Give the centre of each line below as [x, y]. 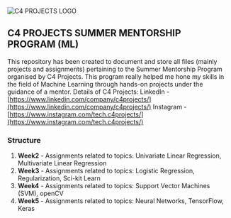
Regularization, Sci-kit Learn [59, 178]
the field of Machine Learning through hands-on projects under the [105, 84]
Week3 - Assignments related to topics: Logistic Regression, [106, 171]
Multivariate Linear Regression [62, 163]
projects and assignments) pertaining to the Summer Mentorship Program [115, 69]
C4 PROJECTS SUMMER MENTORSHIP [94, 33]
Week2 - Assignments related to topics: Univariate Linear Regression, [119, 156]
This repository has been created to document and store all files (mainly [112, 61]
